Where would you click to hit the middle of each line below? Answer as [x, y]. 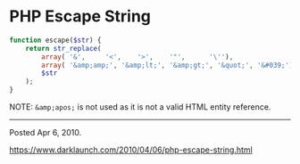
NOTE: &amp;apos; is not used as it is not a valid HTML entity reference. [140, 107]
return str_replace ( [63, 48]
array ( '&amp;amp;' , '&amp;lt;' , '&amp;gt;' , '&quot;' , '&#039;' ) [167, 65]
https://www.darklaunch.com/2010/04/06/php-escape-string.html [131, 150]
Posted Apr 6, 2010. [46, 133]
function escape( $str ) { [55, 40]
